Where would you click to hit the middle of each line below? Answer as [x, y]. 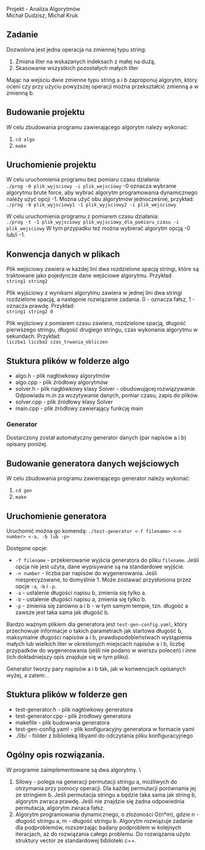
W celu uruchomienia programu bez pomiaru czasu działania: [84, 179]
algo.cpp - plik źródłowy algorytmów [61, 382]
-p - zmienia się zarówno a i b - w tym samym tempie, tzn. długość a [102, 605]
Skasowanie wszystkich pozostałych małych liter [77, 68]
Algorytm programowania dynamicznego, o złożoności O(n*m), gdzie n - [107, 814]
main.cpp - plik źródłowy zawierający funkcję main [79, 409]
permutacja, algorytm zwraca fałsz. [60, 808]
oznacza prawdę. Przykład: [41, 306]
